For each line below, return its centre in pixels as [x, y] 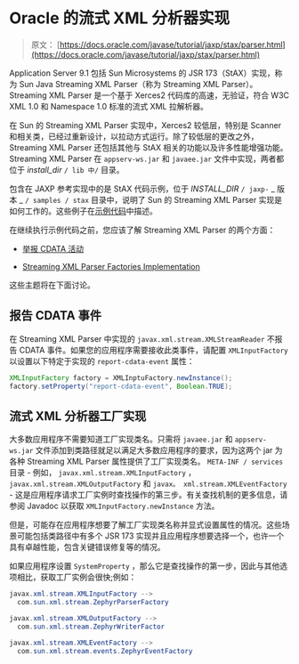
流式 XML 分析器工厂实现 [78, 416]
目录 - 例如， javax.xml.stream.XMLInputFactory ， [103, 473]
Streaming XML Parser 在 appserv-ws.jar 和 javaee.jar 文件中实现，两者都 [147, 158]
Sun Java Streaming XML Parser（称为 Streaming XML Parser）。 [138, 84]
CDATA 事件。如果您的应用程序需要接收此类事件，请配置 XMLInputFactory [154, 350]
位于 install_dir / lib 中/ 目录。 [67, 169]
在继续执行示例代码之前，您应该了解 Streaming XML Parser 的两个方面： [142, 230]
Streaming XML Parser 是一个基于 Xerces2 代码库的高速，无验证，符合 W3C [149, 95]
